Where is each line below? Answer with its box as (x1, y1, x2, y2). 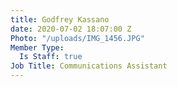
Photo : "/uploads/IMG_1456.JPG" (10, 33, 145, 43)
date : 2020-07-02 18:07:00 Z (10, 24, 132, 34)
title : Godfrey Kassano (10, 14, 110, 25)
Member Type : (10, 42, 65, 53)
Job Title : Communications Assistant (10, 61, 168, 71)
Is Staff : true (19, 52, 83, 62)
